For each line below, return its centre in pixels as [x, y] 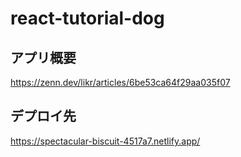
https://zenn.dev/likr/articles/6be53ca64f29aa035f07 [120, 82]
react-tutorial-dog [87, 18]
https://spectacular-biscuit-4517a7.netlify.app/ [105, 141]
